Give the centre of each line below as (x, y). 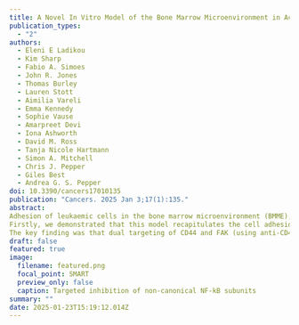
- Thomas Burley (47, 84)
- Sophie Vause (45, 117)
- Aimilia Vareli (49, 100)
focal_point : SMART (53, 274)
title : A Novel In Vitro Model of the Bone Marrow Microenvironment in (145, 17)
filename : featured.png (61, 266)
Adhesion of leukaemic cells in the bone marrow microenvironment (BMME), (151, 216)
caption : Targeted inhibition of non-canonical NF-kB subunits (137, 290)
